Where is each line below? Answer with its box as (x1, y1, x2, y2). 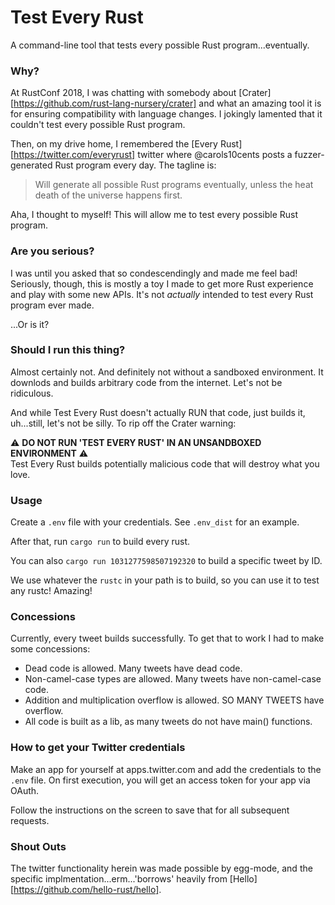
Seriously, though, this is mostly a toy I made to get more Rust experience (10, 277, 314, 290)
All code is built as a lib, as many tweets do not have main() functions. (24, 716, 313, 728)
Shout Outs (10, 839, 67, 853)
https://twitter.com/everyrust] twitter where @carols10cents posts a (13, 149, 293, 161)
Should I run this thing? (10, 343, 126, 357)
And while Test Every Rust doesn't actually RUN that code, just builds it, (10, 406, 306, 418)
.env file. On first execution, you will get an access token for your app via (10, 774, 311, 786)
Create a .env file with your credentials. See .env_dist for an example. (10, 516, 300, 528)
